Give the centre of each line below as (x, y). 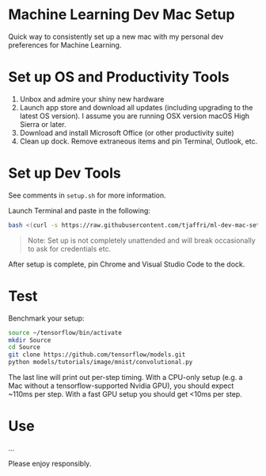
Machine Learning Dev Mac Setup (122, 15)
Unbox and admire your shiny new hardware (92, 99)
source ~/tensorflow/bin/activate (65, 332)
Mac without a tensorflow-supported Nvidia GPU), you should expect (121, 386)
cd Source (25, 347)
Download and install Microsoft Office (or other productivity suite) (127, 132)
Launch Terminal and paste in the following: (79, 210)
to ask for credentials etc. (69, 248)
